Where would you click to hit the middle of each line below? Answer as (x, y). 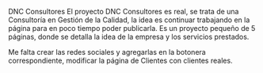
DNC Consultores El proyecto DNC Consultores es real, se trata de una (124, 12)
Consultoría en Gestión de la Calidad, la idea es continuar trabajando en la (129, 20)
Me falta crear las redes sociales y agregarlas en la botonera (107, 52)
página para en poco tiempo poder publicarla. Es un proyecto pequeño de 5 (132, 28)
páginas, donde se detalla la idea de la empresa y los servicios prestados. (129, 36)
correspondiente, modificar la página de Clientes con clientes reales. (120, 60)
